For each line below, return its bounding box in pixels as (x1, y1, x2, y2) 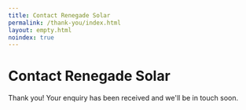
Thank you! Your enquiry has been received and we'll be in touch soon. (8, 93, 238, 103)
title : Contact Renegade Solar (8, 11, 111, 20)
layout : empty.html (8, 26, 72, 34)
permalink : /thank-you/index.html (8, 19, 122, 27)
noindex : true (8, 33, 55, 42)
